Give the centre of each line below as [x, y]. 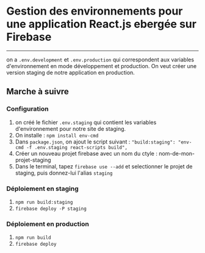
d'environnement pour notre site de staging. [70, 128]
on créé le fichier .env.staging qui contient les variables [86, 122]
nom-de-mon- [177, 153]
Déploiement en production [48, 224]
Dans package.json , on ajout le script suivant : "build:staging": [95, 142]
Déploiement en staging [43, 189]
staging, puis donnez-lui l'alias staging [64, 173]
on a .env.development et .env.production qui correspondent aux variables [100, 60]
